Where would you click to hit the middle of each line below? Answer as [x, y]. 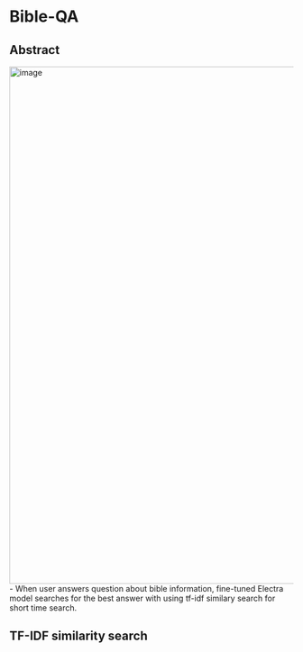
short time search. [43, 608]
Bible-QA [44, 17]
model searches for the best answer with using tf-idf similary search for [142, 598]
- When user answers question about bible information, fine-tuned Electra [147, 589]
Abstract [35, 50]
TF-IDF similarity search [78, 636]
